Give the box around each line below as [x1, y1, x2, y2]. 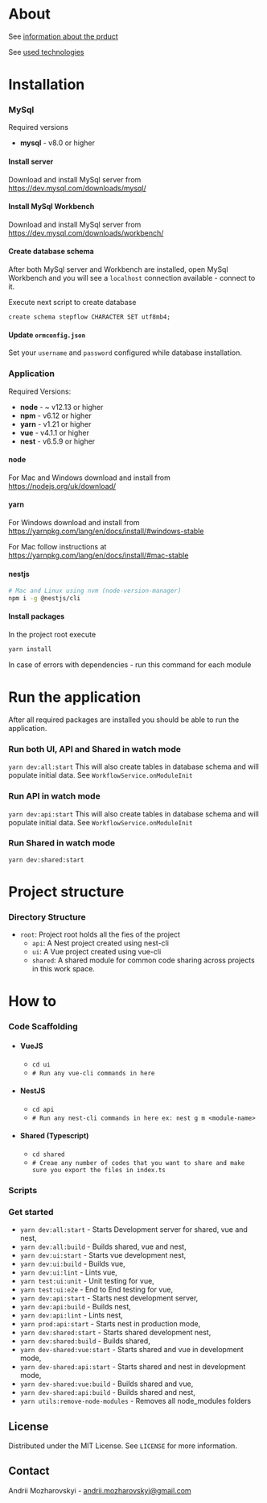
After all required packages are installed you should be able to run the [8, 715, 240, 724]
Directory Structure [8, 911, 86, 922]
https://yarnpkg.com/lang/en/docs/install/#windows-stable [8, 526, 204, 536]
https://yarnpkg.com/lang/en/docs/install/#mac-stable [8, 550, 189, 560]
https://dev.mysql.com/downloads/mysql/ [8, 183, 146, 193]
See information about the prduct [8, 31, 118, 41]
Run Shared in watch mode [8, 837, 115, 849]
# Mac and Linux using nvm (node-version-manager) [8, 587, 182, 595]
